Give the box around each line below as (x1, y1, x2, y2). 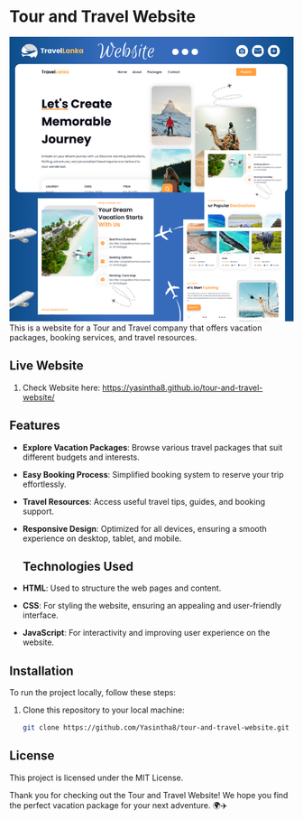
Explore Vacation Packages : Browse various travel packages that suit (22, 442, 283, 452)
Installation (9, 663, 74, 678)
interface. (22, 610, 59, 620)
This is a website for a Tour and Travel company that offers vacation (9, 322, 262, 333)
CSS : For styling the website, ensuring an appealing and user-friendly (22, 601, 282, 611)
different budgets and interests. (22, 452, 140, 462)
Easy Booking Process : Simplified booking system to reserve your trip (22, 469, 284, 480)
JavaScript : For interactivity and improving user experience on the (22, 628, 271, 638)
